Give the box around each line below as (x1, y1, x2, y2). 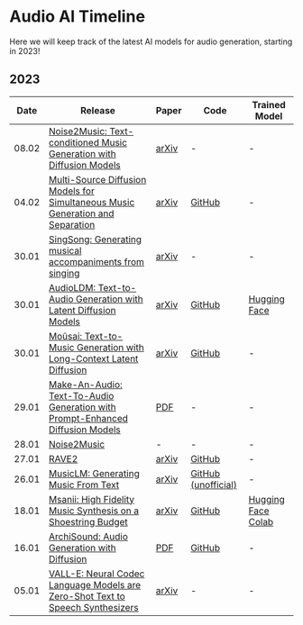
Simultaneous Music (48, 195, 135, 208)
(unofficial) (190, 478, 237, 491)
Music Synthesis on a (48, 504, 140, 517)
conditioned (48, 136, 99, 149)
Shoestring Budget (48, 515, 128, 528)
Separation (48, 218, 96, 231)
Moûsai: (48, 330, 83, 342)
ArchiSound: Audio (48, 530, 128, 542)
